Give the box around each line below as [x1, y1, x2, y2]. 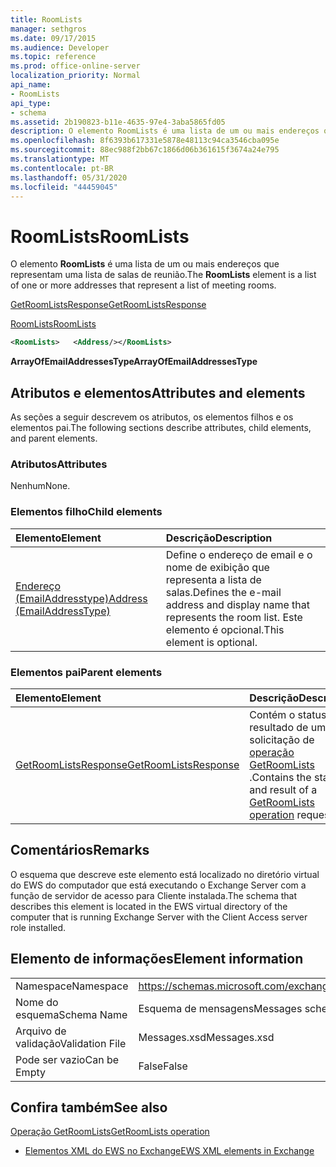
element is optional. [165, 635, 258, 649]
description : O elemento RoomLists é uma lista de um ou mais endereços [10, 126, 320, 136]
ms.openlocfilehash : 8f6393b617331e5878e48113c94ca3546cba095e [10, 136, 280, 146]
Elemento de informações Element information [10, 951, 304, 968]
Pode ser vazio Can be [15, 1052, 119, 1066]
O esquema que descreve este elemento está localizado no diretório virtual [10, 868, 320, 880]
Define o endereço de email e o [165, 547, 313, 561]
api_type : [10, 98, 52, 108]
